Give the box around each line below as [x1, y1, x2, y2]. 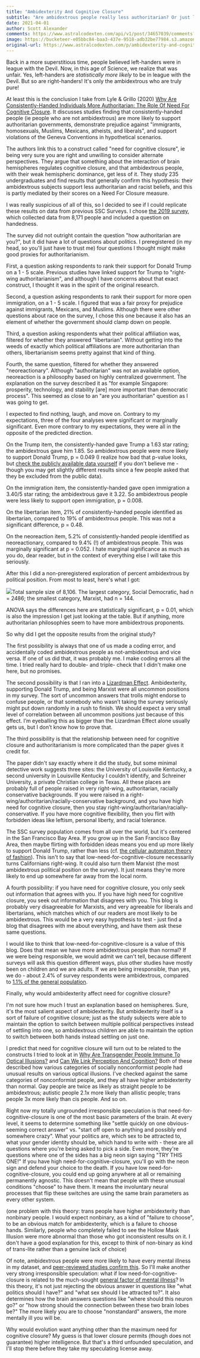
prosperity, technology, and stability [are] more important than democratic [6, 386, 188, 393]
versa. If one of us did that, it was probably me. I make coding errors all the [6, 655, 190, 662]
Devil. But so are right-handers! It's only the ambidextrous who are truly [6, 77, 182, 84]
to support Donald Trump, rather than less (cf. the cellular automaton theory [6, 847, 192, 854]
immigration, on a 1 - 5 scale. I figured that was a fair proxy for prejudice [6, 299, 183, 306]
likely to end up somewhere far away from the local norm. [6, 872, 148, 879]
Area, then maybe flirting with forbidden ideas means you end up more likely [6, 841, 194, 848]
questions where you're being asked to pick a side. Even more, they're [6, 1145, 179, 1152]
